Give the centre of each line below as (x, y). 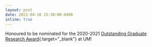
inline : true (19, 19)
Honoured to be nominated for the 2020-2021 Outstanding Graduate (76, 34)
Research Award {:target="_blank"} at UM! (49, 39)
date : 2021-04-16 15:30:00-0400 (39, 15)
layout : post (19, 10)
